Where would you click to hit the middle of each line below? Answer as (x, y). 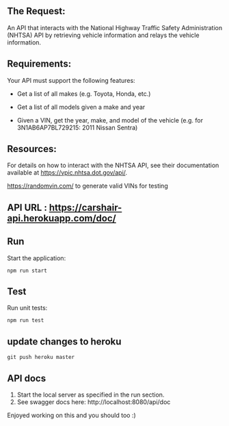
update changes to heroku (64, 341)
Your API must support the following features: (71, 80)
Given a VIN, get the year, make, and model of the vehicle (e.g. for (110, 120)
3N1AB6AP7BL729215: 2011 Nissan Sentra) (77, 127)
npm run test (26, 321)
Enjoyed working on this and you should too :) (71, 415)
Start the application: (37, 258)
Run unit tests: (27, 308)
